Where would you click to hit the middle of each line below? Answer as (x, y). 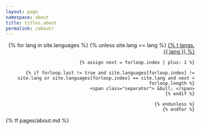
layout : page (22, 12)
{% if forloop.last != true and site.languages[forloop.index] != (110, 73)
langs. (187, 45)
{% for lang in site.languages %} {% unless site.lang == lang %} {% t (93, 45)
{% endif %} (180, 94)
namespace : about (27, 17)
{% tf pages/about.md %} (37, 120)
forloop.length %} (172, 83)
